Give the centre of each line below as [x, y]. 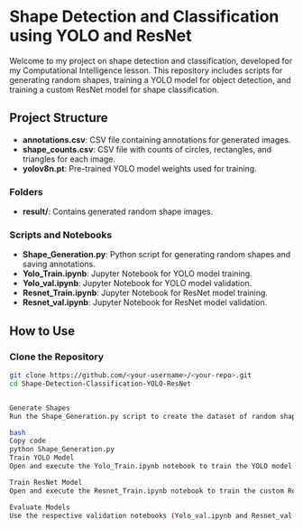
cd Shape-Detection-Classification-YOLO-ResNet [101, 384]
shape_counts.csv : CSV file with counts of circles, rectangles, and [147, 149]
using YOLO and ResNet [101, 36]
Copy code [28, 441]
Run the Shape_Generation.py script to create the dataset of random [143, 416]
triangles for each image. [69, 159]
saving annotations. [59, 264]
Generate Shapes [40, 408]
